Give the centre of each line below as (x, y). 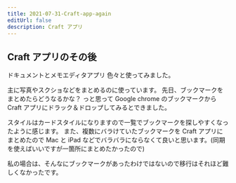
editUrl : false (29, 20)
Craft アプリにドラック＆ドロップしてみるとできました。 (89, 108)
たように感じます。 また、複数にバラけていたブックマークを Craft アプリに (115, 131)
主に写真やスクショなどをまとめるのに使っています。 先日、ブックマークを (115, 90)
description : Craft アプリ (45, 27)
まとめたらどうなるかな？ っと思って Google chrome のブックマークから (112, 99)
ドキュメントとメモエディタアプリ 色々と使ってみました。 (91, 75)
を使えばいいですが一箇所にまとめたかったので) (76, 149)
